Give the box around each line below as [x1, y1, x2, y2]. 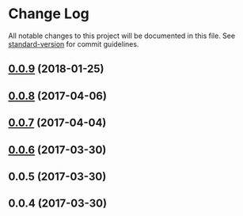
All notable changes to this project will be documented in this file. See [8, 31, 236, 40]
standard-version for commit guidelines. [8, 39, 139, 48]
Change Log [8, 5, 89, 23]
